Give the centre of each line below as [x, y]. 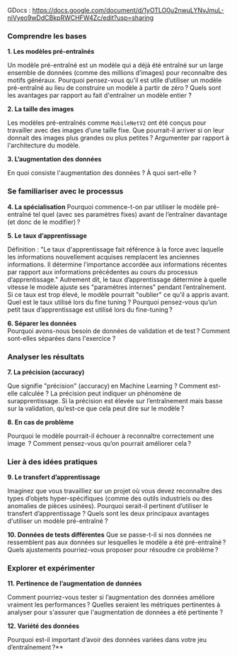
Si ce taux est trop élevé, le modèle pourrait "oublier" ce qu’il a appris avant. [118, 294]
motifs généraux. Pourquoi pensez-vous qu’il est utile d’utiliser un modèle [115, 80]
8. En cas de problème [41, 422]
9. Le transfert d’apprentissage [54, 477]
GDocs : [19, 10]
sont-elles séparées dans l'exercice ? [62, 338]
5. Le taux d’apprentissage [47, 235]
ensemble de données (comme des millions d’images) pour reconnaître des [117, 73]
